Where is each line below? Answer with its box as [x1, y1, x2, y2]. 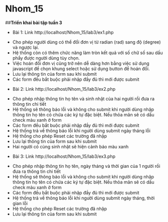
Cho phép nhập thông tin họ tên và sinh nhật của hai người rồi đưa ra [12, 96, 154, 102]
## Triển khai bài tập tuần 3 [5, 20, 62, 26]
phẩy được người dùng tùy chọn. [12, 55, 80, 61]
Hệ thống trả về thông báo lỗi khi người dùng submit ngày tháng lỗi [12, 127, 150, 133]
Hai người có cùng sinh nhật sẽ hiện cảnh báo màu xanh [12, 143, 129, 149]
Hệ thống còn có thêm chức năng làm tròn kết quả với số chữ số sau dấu [12, 50, 163, 56]
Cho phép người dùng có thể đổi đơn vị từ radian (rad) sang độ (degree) [12, 39, 161, 45]
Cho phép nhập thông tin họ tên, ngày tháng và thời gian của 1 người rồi [12, 163, 160, 169]
